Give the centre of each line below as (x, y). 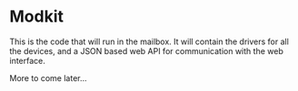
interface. (27, 60)
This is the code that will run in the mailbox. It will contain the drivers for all (149, 41)
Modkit (36, 17)
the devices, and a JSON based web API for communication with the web (146, 50)
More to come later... (49, 77)
